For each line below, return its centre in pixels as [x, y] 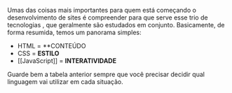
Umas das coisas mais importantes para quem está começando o [102, 10]
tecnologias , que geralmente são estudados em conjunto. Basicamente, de [116, 25]
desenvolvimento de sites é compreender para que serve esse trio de [108, 17]
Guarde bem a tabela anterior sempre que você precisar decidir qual [106, 74]
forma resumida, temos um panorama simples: [74, 32]
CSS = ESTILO [38, 53]
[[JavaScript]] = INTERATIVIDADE [67, 61]
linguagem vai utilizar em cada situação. [66, 82]
